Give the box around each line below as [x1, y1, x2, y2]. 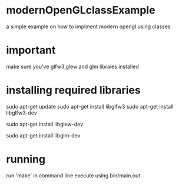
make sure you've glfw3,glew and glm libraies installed [6, 63, 140, 70]
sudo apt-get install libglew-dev [6, 120, 84, 127]
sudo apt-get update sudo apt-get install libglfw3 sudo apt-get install [6, 103, 174, 110]
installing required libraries [6, 83, 141, 97]
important [6, 43, 56, 57]
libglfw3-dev [6, 109, 37, 116]
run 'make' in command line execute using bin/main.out [6, 171, 141, 179]
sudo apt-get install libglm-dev [6, 132, 81, 139]
